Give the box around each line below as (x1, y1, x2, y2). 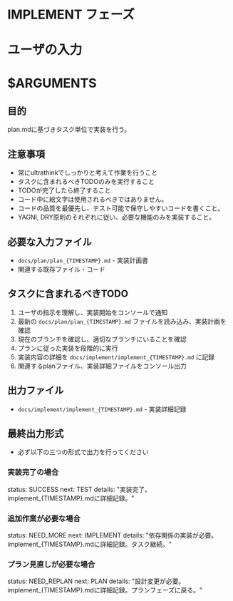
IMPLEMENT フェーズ (7, 6, 135, 23)
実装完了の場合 (7, 468, 59, 478)
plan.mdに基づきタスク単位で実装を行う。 (7, 125, 131, 134)
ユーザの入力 (7, 42, 83, 58)
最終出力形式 (7, 428, 64, 440)
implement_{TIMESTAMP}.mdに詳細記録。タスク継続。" (7, 540, 172, 549)
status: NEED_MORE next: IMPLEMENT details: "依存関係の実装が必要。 (7, 531, 218, 540)
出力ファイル (7, 384, 64, 396)
